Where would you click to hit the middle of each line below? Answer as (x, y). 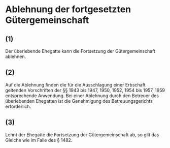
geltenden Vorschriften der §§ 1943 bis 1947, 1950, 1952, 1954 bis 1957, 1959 (85, 90)
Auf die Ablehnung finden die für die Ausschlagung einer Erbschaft (75, 84)
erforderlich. (18, 106)
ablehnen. (16, 56)
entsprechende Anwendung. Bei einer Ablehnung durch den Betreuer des (82, 96)
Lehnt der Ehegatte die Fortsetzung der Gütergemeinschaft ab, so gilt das (82, 135)
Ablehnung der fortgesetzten (68, 9)
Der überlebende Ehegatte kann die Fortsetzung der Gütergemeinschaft (80, 51)
